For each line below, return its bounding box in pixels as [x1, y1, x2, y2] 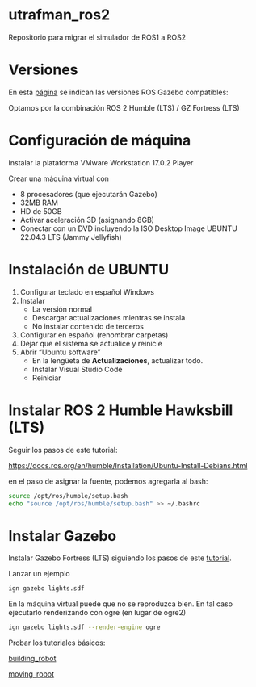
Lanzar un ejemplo [8, 569, 70, 579]
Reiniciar [31, 373, 62, 383]
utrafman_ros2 [8, 6, 111, 24]
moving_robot [8, 669, 55, 679]
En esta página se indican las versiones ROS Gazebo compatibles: [8, 87, 229, 97]
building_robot [8, 654, 57, 664]
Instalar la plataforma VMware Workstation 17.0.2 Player [8, 157, 194, 167]
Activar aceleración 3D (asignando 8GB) [19, 215, 155, 224]
